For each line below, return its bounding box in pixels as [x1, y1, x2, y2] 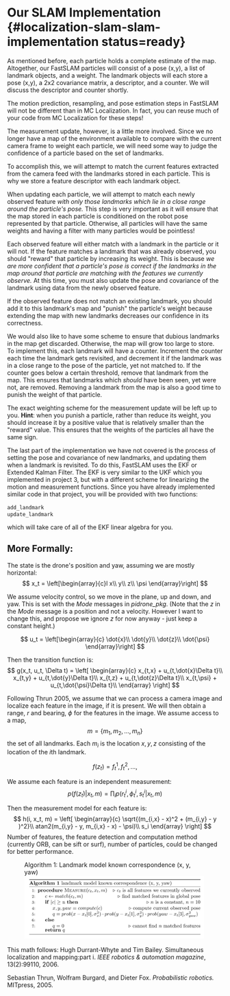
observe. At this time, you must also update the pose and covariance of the [7, 276, 219, 284]
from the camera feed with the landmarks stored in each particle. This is [7, 170, 211, 178]
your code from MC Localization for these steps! [7, 113, 144, 121]
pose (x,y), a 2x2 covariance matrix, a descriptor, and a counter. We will [7, 78, 210, 86]
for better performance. [7, 848, 74, 856]
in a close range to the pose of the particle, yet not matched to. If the [7, 361, 201, 369]
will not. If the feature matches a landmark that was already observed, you [7, 247, 217, 255]
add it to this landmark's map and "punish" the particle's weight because [7, 304, 213, 312]
